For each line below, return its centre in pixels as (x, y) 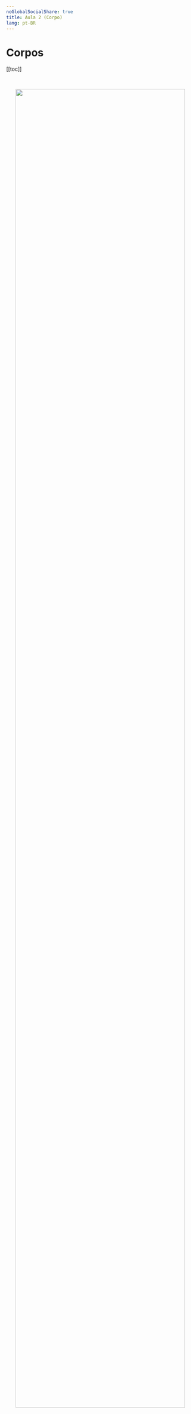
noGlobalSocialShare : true (40, 12)
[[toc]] (14, 69)
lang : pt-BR (21, 23)
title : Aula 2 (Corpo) (34, 17)
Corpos (25, 52)
